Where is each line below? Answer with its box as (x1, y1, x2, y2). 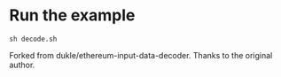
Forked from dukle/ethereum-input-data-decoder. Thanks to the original (9, 50, 273, 60)
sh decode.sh (9, 35, 58, 43)
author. (9, 59, 35, 70)
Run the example (9, 5, 136, 26)
